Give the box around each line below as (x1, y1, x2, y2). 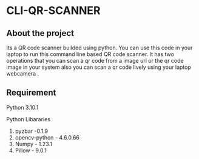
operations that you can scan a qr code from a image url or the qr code (6, 57, 184, 64)
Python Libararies (6, 115, 50, 122)
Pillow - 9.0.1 (15, 147, 47, 154)
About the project (6, 28, 75, 38)
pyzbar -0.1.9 (15, 127, 49, 135)
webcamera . (6, 70, 39, 77)
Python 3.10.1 (6, 104, 39, 111)
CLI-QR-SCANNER (6, 4, 101, 18)
